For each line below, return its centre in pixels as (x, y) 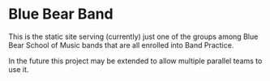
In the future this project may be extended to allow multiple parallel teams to (135, 61)
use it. (19, 69)
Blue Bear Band (61, 14)
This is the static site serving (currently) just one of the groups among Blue (133, 36)
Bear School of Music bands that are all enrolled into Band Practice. (121, 45)
